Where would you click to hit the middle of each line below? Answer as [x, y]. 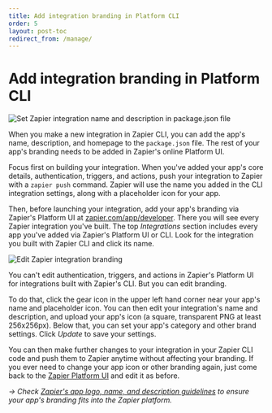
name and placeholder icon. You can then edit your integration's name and [133, 308]
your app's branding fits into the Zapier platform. [91, 400]
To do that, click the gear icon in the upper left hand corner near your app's [134, 300]
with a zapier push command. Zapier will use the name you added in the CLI [136, 185]
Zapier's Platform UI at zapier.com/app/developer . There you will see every [134, 218]
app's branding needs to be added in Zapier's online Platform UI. [117, 152]
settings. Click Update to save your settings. [82, 334]
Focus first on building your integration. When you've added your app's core [136, 167]
